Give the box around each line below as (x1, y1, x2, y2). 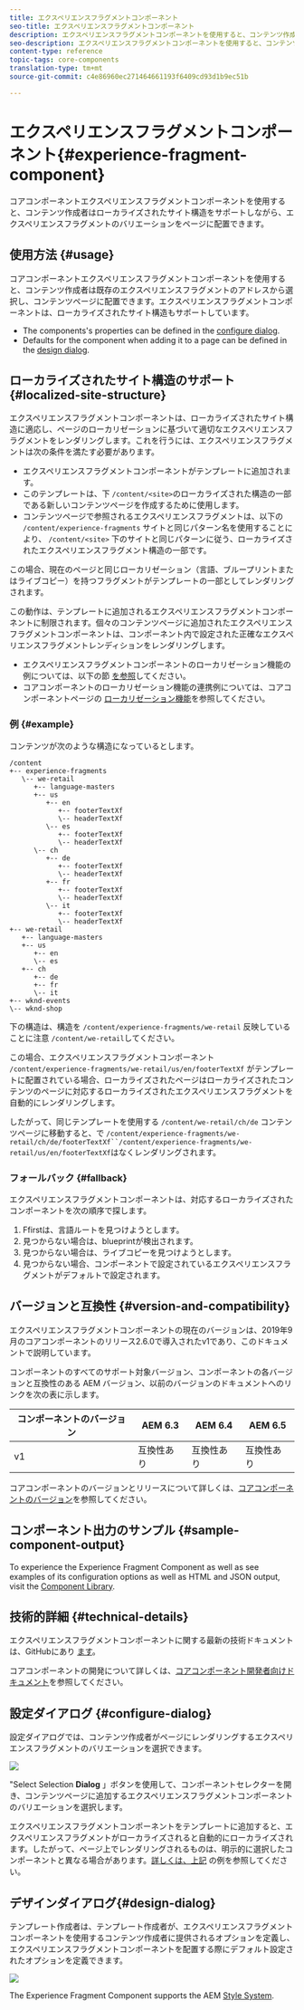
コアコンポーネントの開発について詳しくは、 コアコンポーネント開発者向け (9, 1665, 287, 1676)
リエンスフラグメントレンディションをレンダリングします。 (9, 640, 231, 651)
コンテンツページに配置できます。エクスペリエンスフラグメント (33, 295, 270, 306)
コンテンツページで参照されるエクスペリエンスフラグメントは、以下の (22, 511, 283, 522)
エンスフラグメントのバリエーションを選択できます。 (9, 1743, 207, 1754)
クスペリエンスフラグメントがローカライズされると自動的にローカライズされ (9, 1833, 294, 1843)
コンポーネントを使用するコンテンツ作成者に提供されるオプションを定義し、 (9, 1932, 295, 1943)
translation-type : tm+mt (9, 64, 103, 73)
